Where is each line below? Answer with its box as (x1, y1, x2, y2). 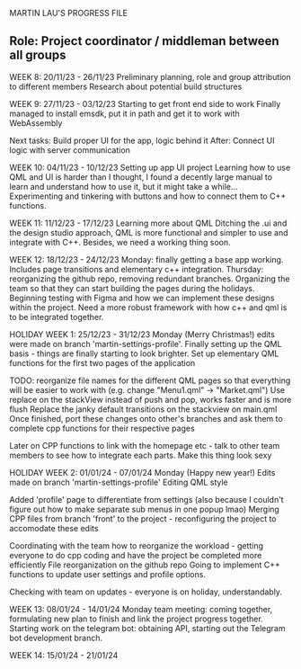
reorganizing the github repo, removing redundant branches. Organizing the (9, 273, 290, 284)
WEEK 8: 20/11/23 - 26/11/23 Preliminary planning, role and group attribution (9, 71, 292, 82)
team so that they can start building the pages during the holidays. (9, 282, 255, 293)
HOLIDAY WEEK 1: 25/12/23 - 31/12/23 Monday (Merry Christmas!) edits (9, 328, 276, 340)
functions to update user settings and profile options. (9, 568, 207, 579)
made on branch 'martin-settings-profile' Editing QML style (9, 477, 229, 487)
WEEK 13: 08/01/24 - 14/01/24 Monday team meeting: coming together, (9, 603, 273, 614)
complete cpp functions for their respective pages (9, 423, 195, 433)
